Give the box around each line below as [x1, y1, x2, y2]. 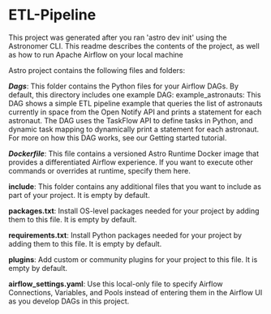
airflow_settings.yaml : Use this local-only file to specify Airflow [8, 278, 223, 289]
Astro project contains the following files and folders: [8, 65, 186, 75]
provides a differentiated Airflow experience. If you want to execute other [8, 157, 253, 167]
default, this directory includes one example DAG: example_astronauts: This [8, 89, 261, 99]
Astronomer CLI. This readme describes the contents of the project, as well [8, 41, 260, 50]
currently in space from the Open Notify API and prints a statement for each [8, 107, 262, 117]
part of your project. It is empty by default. [8, 190, 150, 200]
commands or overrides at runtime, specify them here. [8, 166, 191, 175]
